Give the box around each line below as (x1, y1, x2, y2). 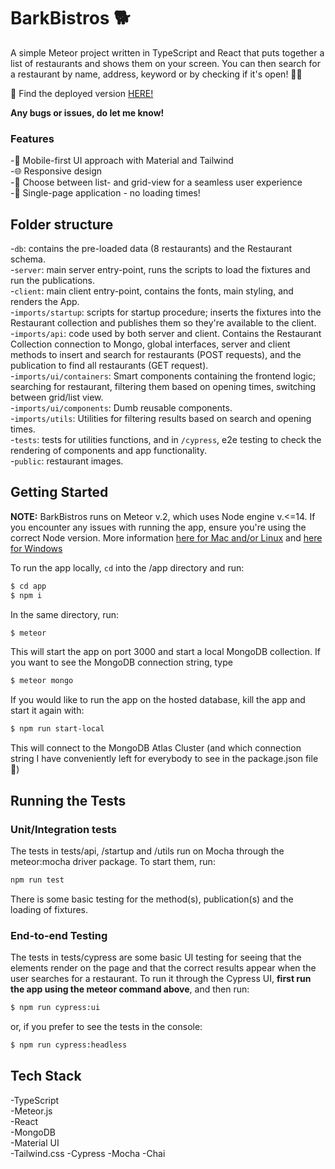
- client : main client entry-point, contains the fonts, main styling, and (10, 285, 294, 297)
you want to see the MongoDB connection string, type (10, 656, 233, 669)
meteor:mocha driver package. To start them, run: (10, 855, 216, 867)
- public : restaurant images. (10, 455, 124, 467)
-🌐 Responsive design (10, 165, 103, 177)
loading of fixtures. (10, 903, 89, 915)
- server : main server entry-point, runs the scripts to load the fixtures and (10, 264, 311, 276)
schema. (10, 253, 46, 265)
